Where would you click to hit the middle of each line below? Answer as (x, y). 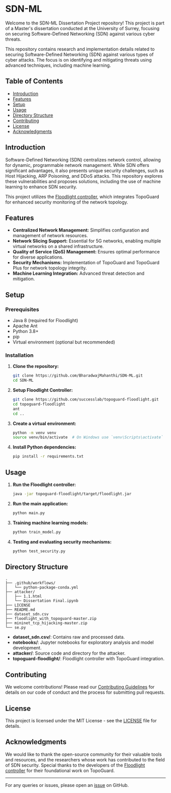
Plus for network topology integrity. (50, 268)
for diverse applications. (38, 257)
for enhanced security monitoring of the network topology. (67, 202)
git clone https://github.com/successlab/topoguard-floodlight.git (85, 400)
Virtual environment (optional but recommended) (64, 342)
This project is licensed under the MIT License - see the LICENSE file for (81, 720)
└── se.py (16, 628)
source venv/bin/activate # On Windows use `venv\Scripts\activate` (88, 437)
